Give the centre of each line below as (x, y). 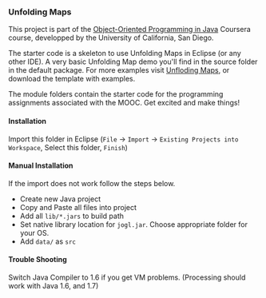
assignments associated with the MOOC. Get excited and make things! (124, 103)
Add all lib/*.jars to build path (72, 216)
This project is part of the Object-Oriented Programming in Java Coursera (130, 30)
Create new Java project (60, 199)
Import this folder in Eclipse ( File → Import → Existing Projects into (123, 139)
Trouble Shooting (38, 260)
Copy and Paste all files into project (78, 207)
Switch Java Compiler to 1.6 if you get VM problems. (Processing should (127, 277)
